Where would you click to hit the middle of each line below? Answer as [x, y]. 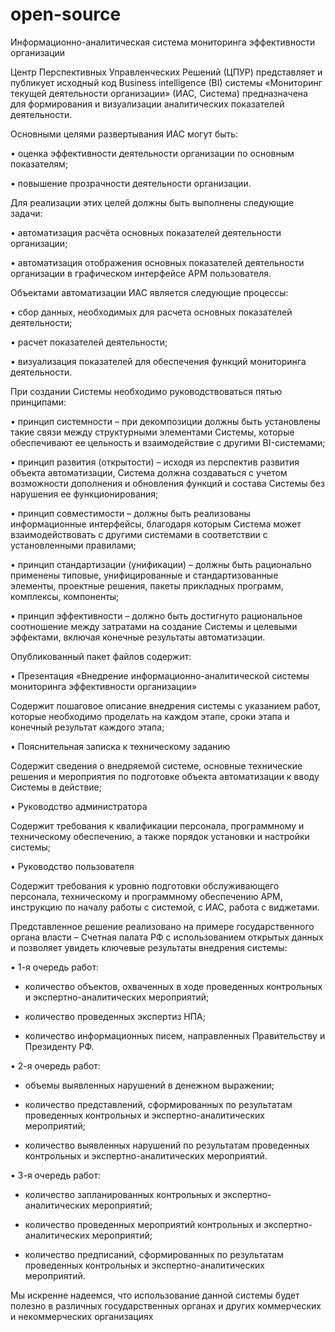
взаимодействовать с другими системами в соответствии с [139, 534]
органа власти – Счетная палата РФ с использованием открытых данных [167, 937]
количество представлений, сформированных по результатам [158, 1104]
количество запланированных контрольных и [122, 1194]
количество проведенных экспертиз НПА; [115, 1016]
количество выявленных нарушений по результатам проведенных [167, 1145]
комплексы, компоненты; [65, 596]
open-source [66, 14]
